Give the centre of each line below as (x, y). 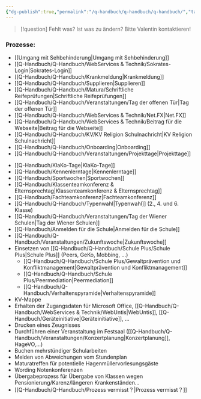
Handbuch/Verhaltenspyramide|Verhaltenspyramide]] (90, 293)
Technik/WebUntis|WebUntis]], (119, 312)
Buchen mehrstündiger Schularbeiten (61, 350)
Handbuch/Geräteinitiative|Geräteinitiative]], (69, 318)
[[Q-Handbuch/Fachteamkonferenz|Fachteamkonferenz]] (85, 197)
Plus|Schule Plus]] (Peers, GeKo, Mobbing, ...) (71, 255)
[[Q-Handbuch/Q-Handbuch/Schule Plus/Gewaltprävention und (102, 261)
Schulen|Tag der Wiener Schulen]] (57, 223)
